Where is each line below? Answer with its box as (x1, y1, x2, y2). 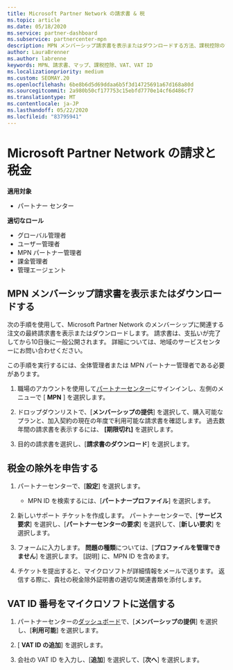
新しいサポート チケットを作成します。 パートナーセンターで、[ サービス (17, 511, 223, 520)
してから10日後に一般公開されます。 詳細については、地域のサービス (7, 337, 202, 346)
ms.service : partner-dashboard (7, 29, 98, 37)
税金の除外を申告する (7, 462, 98, 474)
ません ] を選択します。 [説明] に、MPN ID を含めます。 (17, 552, 173, 561)
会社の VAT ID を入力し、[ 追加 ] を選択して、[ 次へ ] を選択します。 (17, 655, 203, 664)
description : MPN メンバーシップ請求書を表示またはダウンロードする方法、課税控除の (7, 42, 225, 49)
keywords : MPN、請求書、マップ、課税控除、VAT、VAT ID (7, 62, 153, 69)
